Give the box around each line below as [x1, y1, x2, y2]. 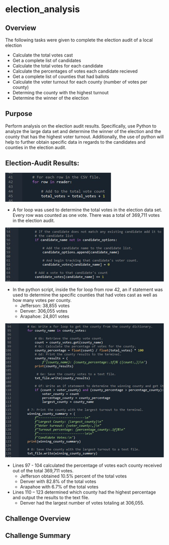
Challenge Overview [5, 514, 70, 523]
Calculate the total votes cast [12, 52, 73, 58]
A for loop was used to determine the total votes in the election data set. [12, 207, 162, 213]
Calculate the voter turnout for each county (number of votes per [12, 79, 147, 85]
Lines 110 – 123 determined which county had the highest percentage [12, 489, 156, 495]
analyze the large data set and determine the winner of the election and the [5, 128, 161, 134]
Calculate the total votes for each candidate [12, 63, 103, 69]
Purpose [5, 109, 33, 118]
